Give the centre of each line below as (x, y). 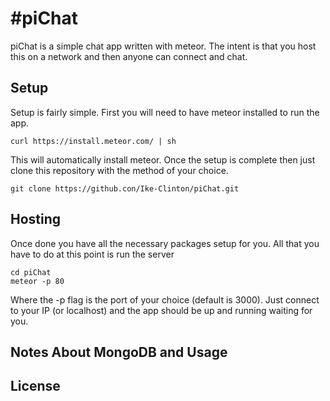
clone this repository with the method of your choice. (119, 170)
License (35, 386)
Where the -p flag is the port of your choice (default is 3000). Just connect (165, 299)
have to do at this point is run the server (92, 254)
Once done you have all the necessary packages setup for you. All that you (165, 243)
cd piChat (31, 272)
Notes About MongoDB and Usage (119, 352)
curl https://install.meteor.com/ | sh (93, 141)
